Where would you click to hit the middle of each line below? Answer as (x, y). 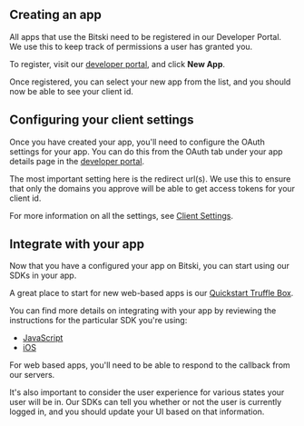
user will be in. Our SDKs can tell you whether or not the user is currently (146, 402)
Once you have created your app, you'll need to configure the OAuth (137, 142)
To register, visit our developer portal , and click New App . (117, 64)
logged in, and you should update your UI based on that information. (137, 411)
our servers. (32, 375)
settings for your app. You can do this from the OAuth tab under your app (146, 151)
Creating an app (56, 15)
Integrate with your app (77, 244)
